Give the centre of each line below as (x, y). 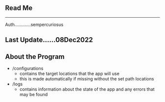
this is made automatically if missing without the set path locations (87, 79)
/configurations (28, 69)
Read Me (19, 8)
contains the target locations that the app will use (69, 74)
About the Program (35, 57)
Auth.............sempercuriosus (34, 25)
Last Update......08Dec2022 (49, 40)
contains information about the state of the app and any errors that (87, 89)
